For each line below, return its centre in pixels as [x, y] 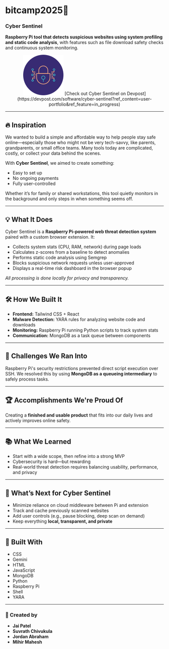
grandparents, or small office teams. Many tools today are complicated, [79, 148]
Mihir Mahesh [27, 642]
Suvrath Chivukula [32, 631]
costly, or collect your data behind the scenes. [53, 153]
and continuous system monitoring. [42, 48]
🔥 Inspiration [26, 125]
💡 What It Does [29, 219]
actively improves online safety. [38, 420]
